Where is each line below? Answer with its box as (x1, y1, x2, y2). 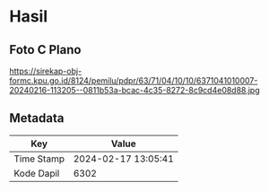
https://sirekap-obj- (9, 65, 82, 76)
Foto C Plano (9, 42, 82, 57)
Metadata (9, 110, 65, 126)
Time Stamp (13, 152, 65, 165)
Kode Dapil (13, 167, 60, 179)
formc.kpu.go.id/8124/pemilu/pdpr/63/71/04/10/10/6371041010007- (9, 75, 258, 86)
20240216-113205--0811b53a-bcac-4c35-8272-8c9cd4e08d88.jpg (9, 85, 260, 95)
